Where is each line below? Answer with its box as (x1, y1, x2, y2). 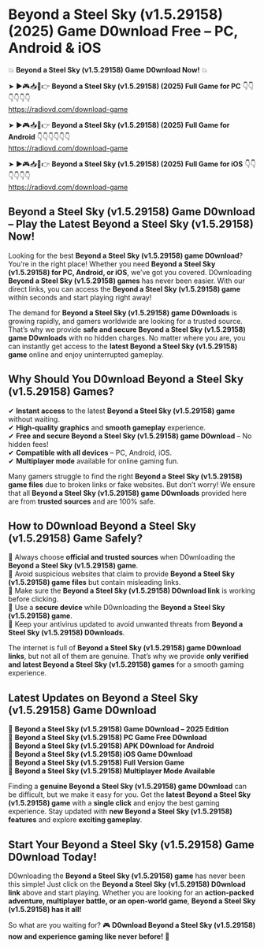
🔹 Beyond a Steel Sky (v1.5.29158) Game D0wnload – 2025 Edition (8, 724, 229, 734)
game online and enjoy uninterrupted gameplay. (8, 349, 164, 359)
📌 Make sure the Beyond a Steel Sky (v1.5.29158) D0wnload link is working (8, 586, 256, 596)
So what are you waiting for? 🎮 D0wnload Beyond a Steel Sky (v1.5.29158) (8, 921, 256, 929)
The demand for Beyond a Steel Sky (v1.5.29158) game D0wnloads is (8, 307, 238, 317)
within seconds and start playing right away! (8, 292, 152, 302)
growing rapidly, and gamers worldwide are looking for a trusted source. (8, 316, 243, 326)
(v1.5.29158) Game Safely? (8, 531, 143, 545)
